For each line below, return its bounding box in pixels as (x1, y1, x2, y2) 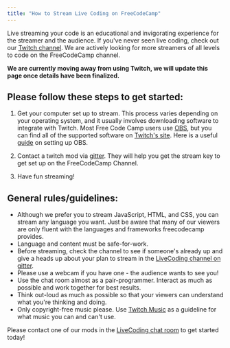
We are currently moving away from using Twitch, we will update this (7, 64, 208, 72)
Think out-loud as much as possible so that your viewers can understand (16, 291, 224, 299)
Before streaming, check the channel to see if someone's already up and (16, 247, 223, 255)
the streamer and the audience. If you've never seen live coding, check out (7, 36, 220, 45)
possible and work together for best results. (16, 283, 141, 292)
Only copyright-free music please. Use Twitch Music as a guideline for (16, 305, 217, 314)
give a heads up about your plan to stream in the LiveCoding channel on (16, 255, 221, 263)
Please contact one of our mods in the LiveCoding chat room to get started (7, 326, 219, 334)
